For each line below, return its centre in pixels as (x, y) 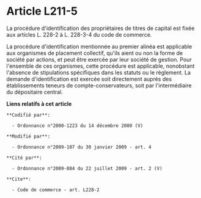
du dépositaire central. (35, 92)
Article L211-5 (42, 11)
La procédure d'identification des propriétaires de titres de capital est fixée (100, 28)
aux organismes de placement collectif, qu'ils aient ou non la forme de (95, 53)
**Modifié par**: (28, 136)
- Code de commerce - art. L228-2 (56, 190)
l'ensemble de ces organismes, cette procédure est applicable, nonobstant (100, 66)
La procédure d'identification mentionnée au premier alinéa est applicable (99, 46)
